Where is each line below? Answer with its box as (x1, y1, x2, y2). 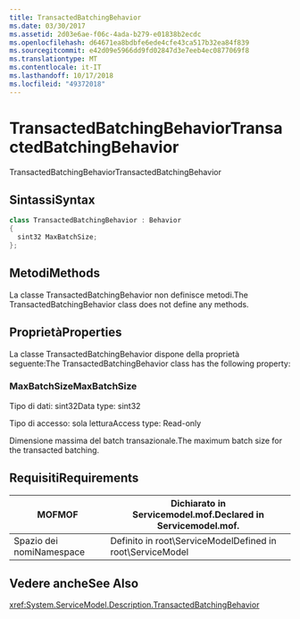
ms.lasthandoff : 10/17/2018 (9, 71, 114, 80)
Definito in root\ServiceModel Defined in (110, 534, 277, 547)
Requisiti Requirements (9, 471, 139, 486)
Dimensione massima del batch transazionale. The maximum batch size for (9, 435, 283, 446)
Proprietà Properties (9, 325, 122, 340)
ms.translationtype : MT (9, 54, 98, 63)
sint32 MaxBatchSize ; (17, 233, 98, 242)
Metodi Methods (9, 265, 101, 281)
